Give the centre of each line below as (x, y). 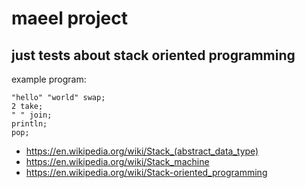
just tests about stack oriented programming (153, 55)
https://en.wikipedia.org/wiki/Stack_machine (117, 161)
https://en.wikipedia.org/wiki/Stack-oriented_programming (146, 172)
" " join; (32, 115)
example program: (49, 79)
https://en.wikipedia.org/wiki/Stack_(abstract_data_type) (142, 151)
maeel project (69, 18)
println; (29, 124)
